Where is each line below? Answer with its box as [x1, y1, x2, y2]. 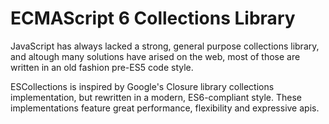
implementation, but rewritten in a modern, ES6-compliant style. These [10, 91, 302, 103]
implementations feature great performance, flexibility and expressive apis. [10, 102, 320, 114]
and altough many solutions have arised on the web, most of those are [10, 50, 301, 62]
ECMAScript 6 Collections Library [10, 7, 296, 30]
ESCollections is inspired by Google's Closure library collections [10, 80, 275, 92]
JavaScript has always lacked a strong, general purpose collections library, [10, 40, 320, 52]
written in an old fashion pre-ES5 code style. [10, 61, 194, 73]
